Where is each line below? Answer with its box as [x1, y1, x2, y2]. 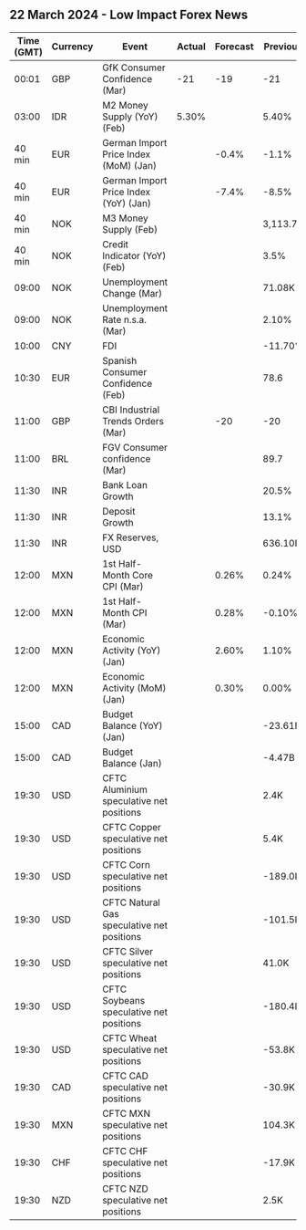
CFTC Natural [101, 896, 161, 909]
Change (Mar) [101, 287, 162, 299]
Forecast [214, 40, 254, 53]
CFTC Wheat [101, 1031, 158, 1044]
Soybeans [101, 994, 146, 1006]
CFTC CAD [101, 1069, 148, 1082]
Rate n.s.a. [101, 313, 148, 326]
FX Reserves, [101, 531, 159, 544]
